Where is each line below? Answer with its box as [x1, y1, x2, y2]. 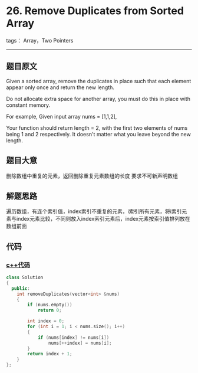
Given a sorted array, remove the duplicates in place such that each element [6, 77, 192, 84]
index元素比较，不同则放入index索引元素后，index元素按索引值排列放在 [16, 215, 190, 223]
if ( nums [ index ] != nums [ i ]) [37, 335, 110, 341]
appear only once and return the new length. [6, 84, 115, 91]
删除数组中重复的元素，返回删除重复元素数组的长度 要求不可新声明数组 [6, 172, 178, 179]
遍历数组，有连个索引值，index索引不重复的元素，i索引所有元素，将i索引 [6, 208, 182, 215]
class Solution [6, 274, 44, 281]
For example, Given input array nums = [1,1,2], [6, 113, 117, 120]
